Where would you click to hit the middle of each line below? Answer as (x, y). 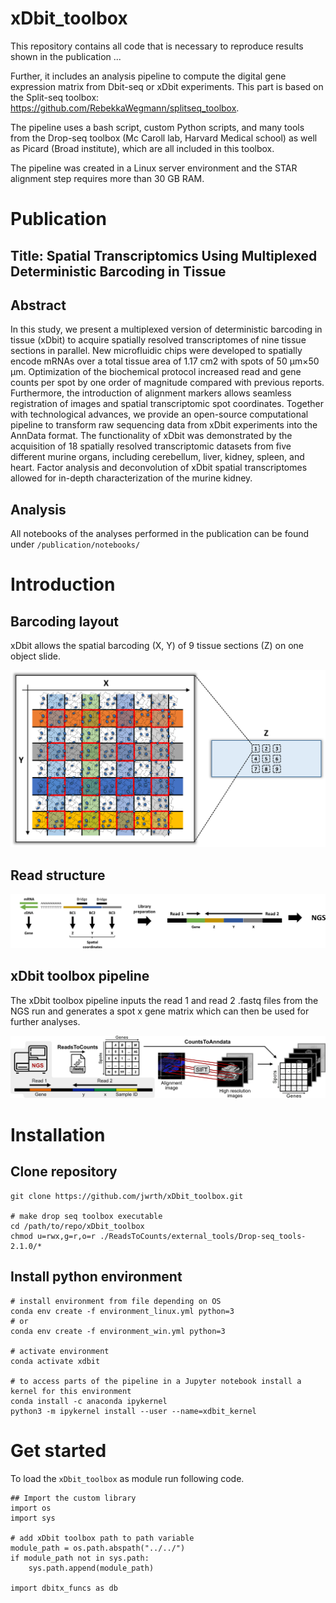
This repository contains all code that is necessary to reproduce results (157, 46)
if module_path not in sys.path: (80, 1558)
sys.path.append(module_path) (91, 1568)
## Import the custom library (73, 1498)
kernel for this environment (71, 1391)
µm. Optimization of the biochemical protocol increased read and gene (156, 372)
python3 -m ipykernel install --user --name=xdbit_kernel (133, 1411)
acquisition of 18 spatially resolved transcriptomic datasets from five (151, 446)
